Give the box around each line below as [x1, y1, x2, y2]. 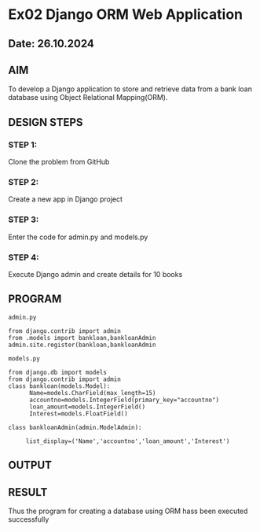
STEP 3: [8, 214, 39, 225]
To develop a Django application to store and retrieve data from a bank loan [8, 84, 253, 94]
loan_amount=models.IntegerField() [28, 403, 146, 411]
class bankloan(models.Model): [8, 382, 111, 390]
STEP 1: [8, 139, 38, 150]
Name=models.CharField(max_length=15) [28, 389, 156, 397]
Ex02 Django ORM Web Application [8, 6, 244, 24]
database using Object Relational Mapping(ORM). [8, 93, 168, 102]
